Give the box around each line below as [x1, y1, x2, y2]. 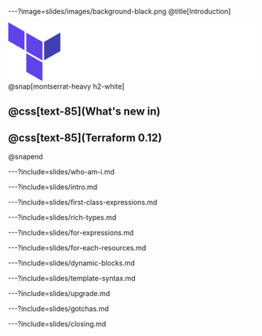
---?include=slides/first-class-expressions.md [8, 198, 158, 207]
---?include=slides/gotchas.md [8, 304, 109, 313]
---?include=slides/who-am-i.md [8, 167, 115, 177]
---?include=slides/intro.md [8, 182, 98, 192]
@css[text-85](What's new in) [8, 104, 161, 118]
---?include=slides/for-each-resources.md [8, 243, 147, 253]
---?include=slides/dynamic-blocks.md [8, 258, 136, 268]
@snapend [8, 152, 43, 162]
